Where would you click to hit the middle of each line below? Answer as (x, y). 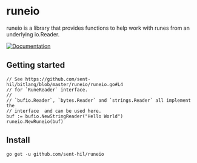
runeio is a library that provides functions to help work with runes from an (98, 28)
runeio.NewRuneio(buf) (35, 121)
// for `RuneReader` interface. (47, 90)
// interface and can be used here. (54, 111)
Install (18, 140)
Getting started (36, 65)
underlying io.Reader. (33, 34)
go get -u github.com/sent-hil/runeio (55, 154)
